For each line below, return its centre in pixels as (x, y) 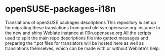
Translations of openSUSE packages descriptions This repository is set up (81, 22)
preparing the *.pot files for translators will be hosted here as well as (75, 43)
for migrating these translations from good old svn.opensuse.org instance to (83, 27)
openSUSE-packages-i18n (61, 9)
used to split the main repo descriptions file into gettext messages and (77, 38)
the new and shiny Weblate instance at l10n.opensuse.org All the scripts (78, 33)
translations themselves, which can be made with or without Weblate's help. (82, 48)
